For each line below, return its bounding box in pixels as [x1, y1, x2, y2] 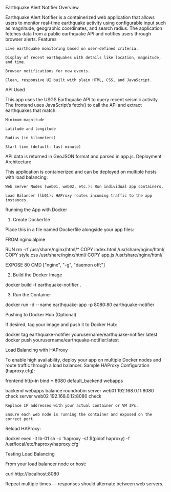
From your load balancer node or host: [5, 461, 87, 467]
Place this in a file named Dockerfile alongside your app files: [5, 226, 134, 233]
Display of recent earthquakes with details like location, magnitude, [5, 55, 161, 60]
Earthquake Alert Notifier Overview [5, 5, 79, 10]
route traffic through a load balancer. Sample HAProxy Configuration [5, 362, 150, 368]
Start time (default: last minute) [5, 144, 81, 149]
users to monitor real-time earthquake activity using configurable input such [5, 20, 166, 26]
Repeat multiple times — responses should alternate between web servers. [5, 481, 164, 487]
